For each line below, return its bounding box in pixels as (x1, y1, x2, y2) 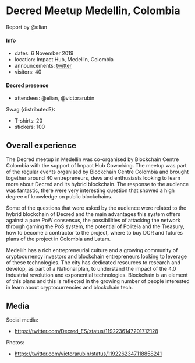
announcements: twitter (14, 62, 72, 69)
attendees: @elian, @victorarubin (14, 95, 95, 102)
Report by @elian (6, 23, 48, 30)
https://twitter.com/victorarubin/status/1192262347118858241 (14, 350, 162, 357)
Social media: (6, 316, 39, 323)
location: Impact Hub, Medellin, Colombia (14, 56, 114, 63)
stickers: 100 (14, 124, 45, 131)
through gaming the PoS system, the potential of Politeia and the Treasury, (6, 223, 185, 230)
